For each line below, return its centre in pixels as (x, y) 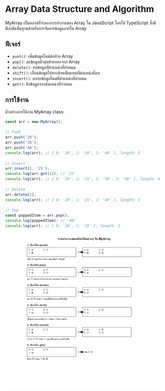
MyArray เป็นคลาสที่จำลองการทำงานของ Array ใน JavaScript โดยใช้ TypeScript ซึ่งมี (81, 23)
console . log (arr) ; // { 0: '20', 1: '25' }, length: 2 (63, 226)
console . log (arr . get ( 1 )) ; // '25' (41, 174)
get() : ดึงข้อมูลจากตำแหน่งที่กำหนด (42, 84)
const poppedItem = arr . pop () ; (37, 216)
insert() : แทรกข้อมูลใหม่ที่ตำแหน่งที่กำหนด (49, 78)
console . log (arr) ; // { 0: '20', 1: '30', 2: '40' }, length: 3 (73, 153)
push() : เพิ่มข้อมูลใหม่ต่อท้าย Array (42, 56)
